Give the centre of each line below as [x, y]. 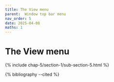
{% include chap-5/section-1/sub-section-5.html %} [57, 65]
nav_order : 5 [18, 18]
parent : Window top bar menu [36, 14]
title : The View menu [27, 9]
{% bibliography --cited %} [32, 74]
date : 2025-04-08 [23, 23]
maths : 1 [14, 28]
